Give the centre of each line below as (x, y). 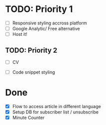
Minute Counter (28, 118)
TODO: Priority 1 (39, 9)
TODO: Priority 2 (31, 50)
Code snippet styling (34, 72)
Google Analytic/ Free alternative (46, 29)
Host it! (20, 34)
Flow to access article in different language (56, 106)
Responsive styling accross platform (50, 23)
